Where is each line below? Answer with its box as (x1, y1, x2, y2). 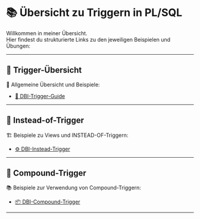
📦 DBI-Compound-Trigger (14, 198, 80, 205)
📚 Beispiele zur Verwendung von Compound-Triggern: (6, 184, 142, 192)
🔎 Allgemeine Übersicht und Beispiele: (6, 81, 100, 88)
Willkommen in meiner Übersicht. (6, 29, 87, 37)
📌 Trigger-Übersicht (6, 65, 82, 76)
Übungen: (6, 42, 31, 49)
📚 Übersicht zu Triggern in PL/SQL (6, 6, 183, 20)
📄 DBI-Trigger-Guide (14, 92, 65, 99)
